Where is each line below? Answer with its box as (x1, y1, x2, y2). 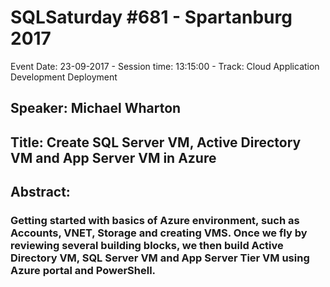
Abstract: (10, 184, 71, 201)
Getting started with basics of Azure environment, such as (10, 214, 300, 228)
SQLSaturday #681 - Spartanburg (10, 6, 293, 29)
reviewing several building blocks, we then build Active (10, 239, 284, 253)
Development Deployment (10, 71, 118, 83)
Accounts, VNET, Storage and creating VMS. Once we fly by (10, 226, 308, 240)
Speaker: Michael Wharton (10, 100, 182, 117)
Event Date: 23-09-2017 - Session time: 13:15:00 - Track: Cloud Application (10, 60, 320, 72)
